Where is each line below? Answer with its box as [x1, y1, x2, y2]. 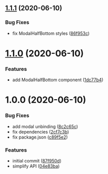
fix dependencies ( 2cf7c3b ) [12, 129, 69, 135]
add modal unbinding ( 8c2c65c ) [12, 123, 78, 129]
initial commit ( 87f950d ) [12, 158, 62, 164]
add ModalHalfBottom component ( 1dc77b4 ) [12, 77, 104, 83]
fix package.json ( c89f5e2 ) [12, 134, 68, 140]
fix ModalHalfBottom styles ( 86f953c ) [12, 30, 90, 36]
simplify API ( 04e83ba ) [12, 163, 60, 169]
